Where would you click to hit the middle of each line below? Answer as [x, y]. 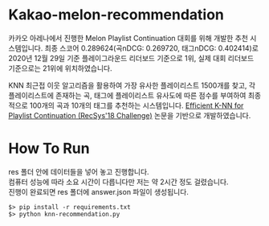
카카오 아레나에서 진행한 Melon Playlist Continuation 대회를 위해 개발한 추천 [128, 38]
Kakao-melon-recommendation [116, 15]
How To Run [49, 148]
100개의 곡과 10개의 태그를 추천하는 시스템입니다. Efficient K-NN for [137, 105]
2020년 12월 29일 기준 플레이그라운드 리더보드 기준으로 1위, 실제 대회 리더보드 [131, 58]
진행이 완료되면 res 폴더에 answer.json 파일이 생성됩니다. [98, 191]
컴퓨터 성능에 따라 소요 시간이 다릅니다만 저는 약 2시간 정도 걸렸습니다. [118, 182]
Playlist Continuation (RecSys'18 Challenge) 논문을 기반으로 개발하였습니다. [130, 115]
